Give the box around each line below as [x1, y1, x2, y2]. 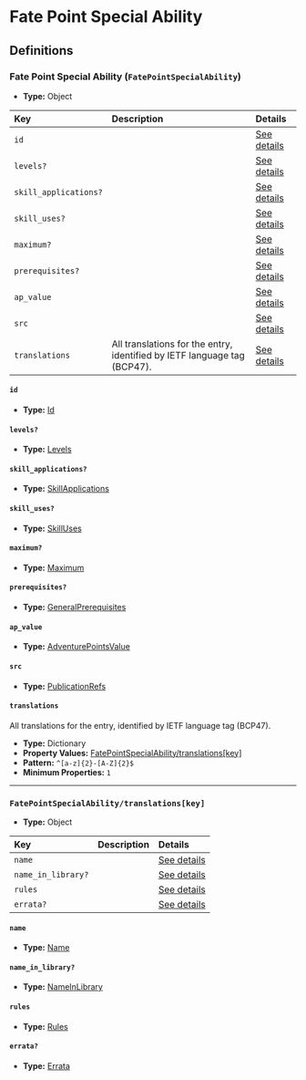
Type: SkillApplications [22, 483, 109, 494]
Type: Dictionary [22, 737, 87, 749]
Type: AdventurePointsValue [22, 641, 130, 652]
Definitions [9, 43, 74, 58]
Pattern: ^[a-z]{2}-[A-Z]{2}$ [22, 757, 135, 768]
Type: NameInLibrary [22, 981, 103, 992]
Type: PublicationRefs [22, 680, 107, 691]
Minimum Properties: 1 [22, 766, 111, 777]
